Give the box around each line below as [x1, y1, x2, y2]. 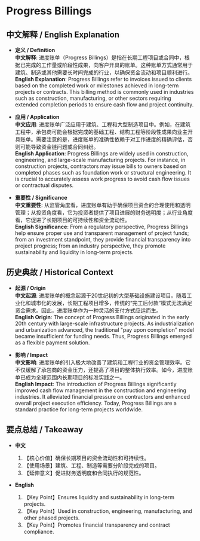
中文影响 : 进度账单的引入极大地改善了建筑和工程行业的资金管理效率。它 [14, 359, 191, 366]
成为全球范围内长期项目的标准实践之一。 [25, 374, 125, 381]
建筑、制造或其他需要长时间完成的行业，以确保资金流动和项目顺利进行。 [14, 69, 193, 76]
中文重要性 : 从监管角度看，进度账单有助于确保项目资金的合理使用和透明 [14, 201, 191, 209]
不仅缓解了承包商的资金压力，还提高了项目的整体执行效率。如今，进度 [14, 366, 188, 373]
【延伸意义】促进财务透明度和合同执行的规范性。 [23, 469, 144, 476]
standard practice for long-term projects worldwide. [14, 405, 143, 413]
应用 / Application [14, 114, 60, 120]
